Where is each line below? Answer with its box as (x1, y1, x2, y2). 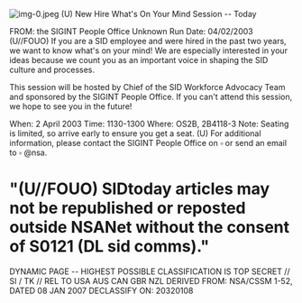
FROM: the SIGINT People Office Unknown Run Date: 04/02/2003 (9, 26, 254, 36)
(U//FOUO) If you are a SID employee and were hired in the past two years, (9, 36, 287, 46)
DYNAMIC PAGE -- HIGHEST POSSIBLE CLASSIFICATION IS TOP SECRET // (9, 266, 290, 277)
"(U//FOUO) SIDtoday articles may (9, 179, 270, 199)
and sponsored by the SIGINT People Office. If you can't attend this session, (9, 91, 293, 102)
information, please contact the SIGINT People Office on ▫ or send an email (9, 138, 287, 148)
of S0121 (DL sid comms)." (9, 236, 210, 257)
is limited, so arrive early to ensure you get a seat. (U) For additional (9, 128, 261, 139)
